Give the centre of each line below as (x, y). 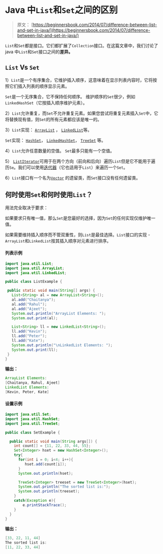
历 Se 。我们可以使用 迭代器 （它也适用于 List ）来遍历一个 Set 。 (67, 167)
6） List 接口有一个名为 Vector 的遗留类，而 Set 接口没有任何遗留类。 (73, 178)
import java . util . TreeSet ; (33, 424)
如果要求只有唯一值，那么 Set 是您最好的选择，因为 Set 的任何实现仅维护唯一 (80, 218)
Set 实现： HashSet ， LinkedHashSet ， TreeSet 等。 (56, 140)
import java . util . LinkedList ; (36, 273)
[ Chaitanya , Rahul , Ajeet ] (33, 383)
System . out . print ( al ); (35, 318)
